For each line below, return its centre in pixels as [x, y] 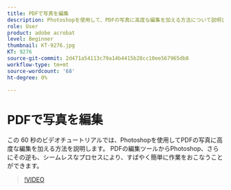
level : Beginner [30, 39]
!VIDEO [34, 180]
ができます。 [25, 166]
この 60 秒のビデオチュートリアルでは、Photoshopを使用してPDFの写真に [112, 140]
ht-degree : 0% [27, 77]
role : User [23, 26]
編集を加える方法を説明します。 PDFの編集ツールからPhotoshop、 [113, 149]
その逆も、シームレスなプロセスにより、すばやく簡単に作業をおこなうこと [118, 157]
